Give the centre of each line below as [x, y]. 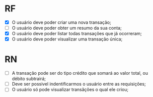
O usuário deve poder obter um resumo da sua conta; [67, 28]
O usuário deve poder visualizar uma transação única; [67, 39]
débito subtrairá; [29, 79]
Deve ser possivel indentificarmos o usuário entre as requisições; [79, 84]
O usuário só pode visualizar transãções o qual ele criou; [70, 90]
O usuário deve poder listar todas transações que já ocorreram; [77, 34]
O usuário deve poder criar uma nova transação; [61, 22]
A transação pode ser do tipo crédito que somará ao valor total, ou [80, 73]
